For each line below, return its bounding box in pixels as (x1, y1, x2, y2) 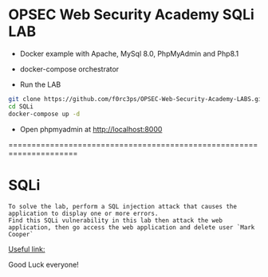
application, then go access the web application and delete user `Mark (8, 223, 255, 232)
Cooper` (8, 230, 34, 238)
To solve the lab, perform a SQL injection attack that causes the (8, 202, 238, 210)
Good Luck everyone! (8, 259, 80, 269)
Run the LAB (19, 80, 61, 89)
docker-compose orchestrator (19, 64, 120, 73)
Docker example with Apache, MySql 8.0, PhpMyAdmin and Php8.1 (19, 49, 239, 58)
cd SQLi (8, 102, 34, 111)
